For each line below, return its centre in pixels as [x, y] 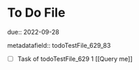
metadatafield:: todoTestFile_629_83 [59, 45]
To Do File [36, 13]
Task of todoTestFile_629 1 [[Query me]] [75, 59]
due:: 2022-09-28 [33, 32]
